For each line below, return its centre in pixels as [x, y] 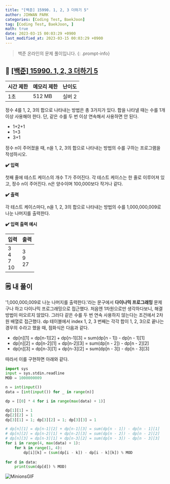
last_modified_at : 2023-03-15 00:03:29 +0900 [54, 39]
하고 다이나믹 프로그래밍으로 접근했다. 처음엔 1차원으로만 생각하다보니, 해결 [89, 309]
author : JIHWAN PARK [27, 15]
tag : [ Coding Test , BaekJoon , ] [39, 24]
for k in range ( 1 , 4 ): [38, 448]
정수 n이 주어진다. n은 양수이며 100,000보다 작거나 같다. [67, 184]
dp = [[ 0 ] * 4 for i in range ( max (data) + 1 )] [55, 401]
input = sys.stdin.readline [35, 373]
